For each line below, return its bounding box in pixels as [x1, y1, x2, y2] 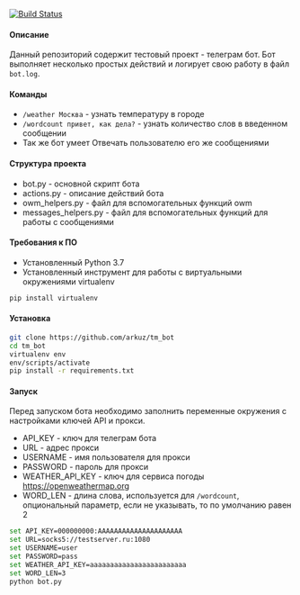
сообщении [22, 128, 67, 139]
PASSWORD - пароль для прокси [22, 462, 149, 473]
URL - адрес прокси [22, 442, 100, 454]
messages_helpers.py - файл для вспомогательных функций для [22, 207, 269, 218]
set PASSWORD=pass [9, 552, 78, 562]
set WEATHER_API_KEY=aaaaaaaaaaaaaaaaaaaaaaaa [9, 560, 187, 569]
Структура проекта [9, 158, 87, 168]
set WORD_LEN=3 [9, 568, 66, 578]
